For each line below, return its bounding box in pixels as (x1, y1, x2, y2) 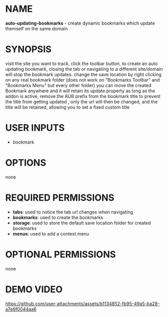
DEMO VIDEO (5, 283, 63, 295)
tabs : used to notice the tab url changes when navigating (12, 209, 133, 215)
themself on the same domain (5, 25, 68, 31)
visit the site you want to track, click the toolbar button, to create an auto (5, 60, 158, 67)
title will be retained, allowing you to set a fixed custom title (5, 104, 130, 110)
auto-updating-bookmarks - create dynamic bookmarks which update (5, 20, 155, 26)
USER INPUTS (5, 122, 65, 134)
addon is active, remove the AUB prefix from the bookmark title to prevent (5, 93, 161, 99)
